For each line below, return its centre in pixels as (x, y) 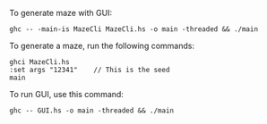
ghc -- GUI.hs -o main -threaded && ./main (92, 111)
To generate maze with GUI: (61, 13)
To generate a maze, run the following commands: (102, 45)
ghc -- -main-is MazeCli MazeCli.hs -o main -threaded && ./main (133, 29)
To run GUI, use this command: (66, 94)
